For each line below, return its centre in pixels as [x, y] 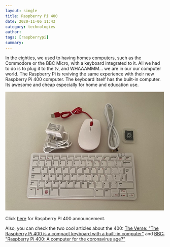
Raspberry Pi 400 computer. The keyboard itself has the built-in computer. [83, 79]
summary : [14, 43]
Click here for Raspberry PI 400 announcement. [55, 218]
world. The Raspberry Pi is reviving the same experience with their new [80, 74]
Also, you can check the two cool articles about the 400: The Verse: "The [82, 228]
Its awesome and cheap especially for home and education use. [72, 85]
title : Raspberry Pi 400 [31, 16]
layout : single [21, 11]
